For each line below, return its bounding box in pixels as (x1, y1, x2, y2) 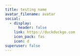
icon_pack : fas (14, 35, 45, 39)
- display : (9, 20, 32, 26)
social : (5, 16, 21, 21)
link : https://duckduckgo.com (14, 30, 76, 35)
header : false (18, 25, 47, 30)
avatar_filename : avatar (5, 12, 56, 17)
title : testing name (5, 7, 47, 12)
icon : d (14, 39, 29, 44)
